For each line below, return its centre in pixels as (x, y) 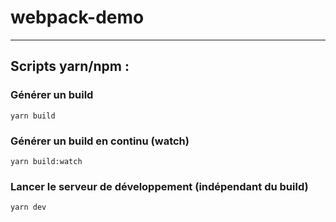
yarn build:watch (46, 161)
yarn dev (28, 207)
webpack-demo (77, 17)
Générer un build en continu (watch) (100, 141)
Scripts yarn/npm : (70, 66)
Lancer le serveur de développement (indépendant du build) (159, 186)
